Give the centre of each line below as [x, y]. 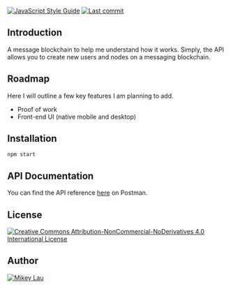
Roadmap [29, 79]
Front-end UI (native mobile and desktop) [76, 117]
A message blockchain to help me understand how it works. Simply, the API [116, 50]
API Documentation [51, 176]
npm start [22, 155]
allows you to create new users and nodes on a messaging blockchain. [109, 57]
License [25, 215]
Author [23, 261]
